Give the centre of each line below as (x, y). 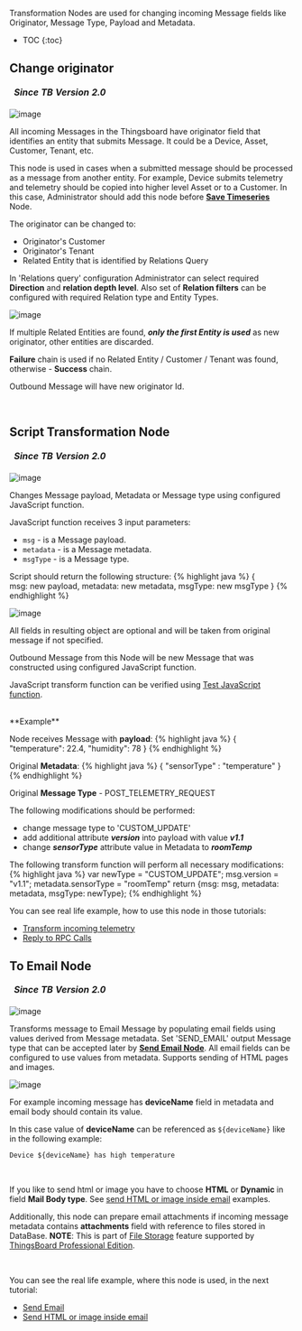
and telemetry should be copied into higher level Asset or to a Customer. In (148, 187)
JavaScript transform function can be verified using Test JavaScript (135, 684)
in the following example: (56, 1139)
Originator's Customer (64, 241)
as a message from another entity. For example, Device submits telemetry (146, 177)
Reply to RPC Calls (57, 938)
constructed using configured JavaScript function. (103, 667)
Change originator (62, 68)
